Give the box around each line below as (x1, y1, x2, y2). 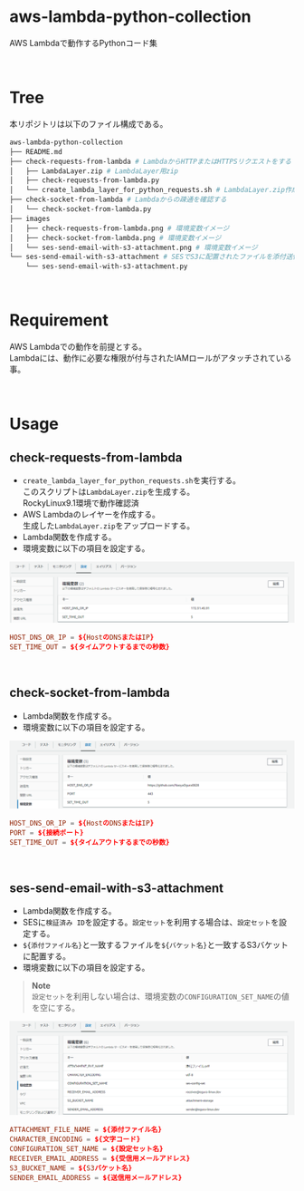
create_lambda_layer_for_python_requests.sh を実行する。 (22, 475, 242, 486)
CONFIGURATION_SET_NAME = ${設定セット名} (9, 1145, 164, 1154)
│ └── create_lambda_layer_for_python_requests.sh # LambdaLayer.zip (9, 186, 285, 195)
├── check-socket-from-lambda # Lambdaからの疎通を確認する (9, 195, 227, 205)
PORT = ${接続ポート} (9, 828, 84, 838)
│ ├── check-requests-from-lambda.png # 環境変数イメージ (9, 224, 230, 233)
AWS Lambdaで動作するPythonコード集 (9, 37, 158, 48)
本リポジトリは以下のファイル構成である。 (9, 118, 168, 129)
